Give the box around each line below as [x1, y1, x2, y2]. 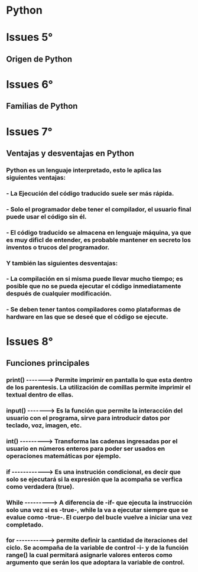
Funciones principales [6, 358, 90, 368]
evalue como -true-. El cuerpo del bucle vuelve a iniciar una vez [6, 513, 193, 521]
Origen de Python [6, 54, 73, 64]
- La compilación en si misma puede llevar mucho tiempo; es [6, 275, 183, 283]
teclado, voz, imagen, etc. [6, 421, 82, 429]
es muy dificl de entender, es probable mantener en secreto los [6, 236, 191, 244]
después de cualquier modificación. [6, 290, 112, 298]
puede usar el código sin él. [6, 212, 87, 220]
